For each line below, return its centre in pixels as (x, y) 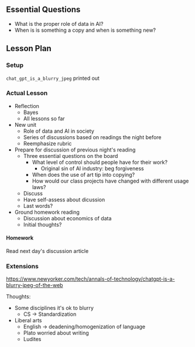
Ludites (32, 339)
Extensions (23, 266)
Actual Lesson (27, 93)
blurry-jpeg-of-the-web (35, 285)
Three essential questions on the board (71, 156)
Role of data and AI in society (59, 131)
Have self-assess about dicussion (64, 200)
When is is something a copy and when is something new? (85, 30)
